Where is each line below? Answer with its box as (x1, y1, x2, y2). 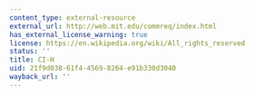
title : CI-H (9, 55, 54, 64)
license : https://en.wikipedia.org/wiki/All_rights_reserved (9, 38, 246, 48)
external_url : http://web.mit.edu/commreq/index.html (9, 22, 218, 31)
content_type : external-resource (9, 13, 136, 23)
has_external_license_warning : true (9, 30, 148, 39)
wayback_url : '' (9, 72, 71, 81)
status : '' (9, 47, 51, 56)
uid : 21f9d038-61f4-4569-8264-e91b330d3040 (9, 64, 177, 73)
